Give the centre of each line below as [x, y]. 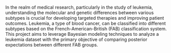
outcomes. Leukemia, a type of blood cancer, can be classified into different [85, 23]
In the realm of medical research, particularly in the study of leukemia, [79, 7]
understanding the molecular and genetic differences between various [80, 13]
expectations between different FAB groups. [52, 45]
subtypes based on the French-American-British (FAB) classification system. [86, 29]
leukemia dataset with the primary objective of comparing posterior [76, 39]
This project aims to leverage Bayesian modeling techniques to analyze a [82, 34]
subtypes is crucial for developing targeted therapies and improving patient [85, 18]
